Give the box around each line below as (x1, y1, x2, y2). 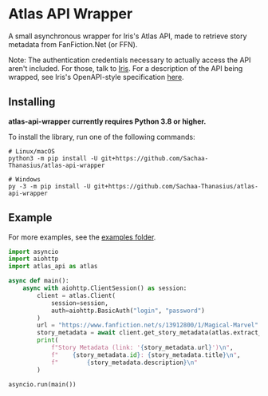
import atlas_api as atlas (8, 263, 98, 271)
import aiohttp (8, 255, 59, 263)
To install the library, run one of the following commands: (8, 132, 195, 141)
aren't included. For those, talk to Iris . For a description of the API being (8, 63, 243, 73)
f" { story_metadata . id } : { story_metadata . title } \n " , (50, 350, 241, 359)
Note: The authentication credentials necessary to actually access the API (8, 55, 251, 65)
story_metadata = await (37, 329, 116, 337)
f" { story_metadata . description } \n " (50, 358, 198, 366)
